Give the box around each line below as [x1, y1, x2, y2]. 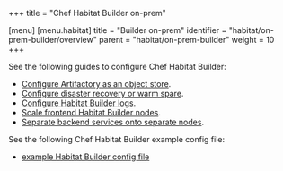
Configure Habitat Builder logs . [21, 98, 137, 108]
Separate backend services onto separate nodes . [21, 116, 204, 127]
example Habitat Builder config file [21, 151, 150, 162]
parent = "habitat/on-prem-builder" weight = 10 [99, 35, 275, 45]
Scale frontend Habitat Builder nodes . [21, 107, 161, 117]
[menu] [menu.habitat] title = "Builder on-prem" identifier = [8, 25, 227, 35]
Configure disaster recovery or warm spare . [21, 89, 184, 98]
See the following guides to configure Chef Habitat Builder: [8, 62, 226, 72]
